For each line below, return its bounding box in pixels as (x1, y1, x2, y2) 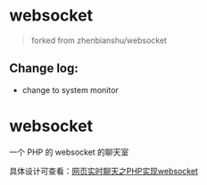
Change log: (9, 61, 79, 76)
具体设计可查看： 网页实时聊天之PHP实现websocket (9, 165, 199, 176)
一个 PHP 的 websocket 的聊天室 (9, 147, 129, 157)
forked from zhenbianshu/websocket (30, 35, 168, 46)
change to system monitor (21, 84, 119, 95)
